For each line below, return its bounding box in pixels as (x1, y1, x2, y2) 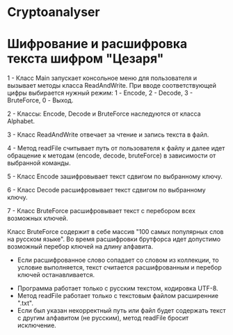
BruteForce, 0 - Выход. (7, 96, 74, 104)
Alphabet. (7, 117, 35, 125)
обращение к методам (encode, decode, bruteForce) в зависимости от (7, 151, 216, 160)
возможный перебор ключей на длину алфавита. (7, 242, 154, 251)
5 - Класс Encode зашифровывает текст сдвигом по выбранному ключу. (7, 172, 223, 181)
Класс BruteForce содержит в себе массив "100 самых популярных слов (7, 228, 224, 236)
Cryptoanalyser (7, 4, 100, 20)
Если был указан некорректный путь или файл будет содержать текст (17, 306, 226, 315)
